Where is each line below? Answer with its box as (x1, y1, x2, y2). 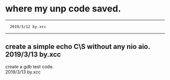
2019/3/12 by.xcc (10, 24, 47, 29)
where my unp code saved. (5, 3, 121, 14)
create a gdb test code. (5, 63, 54, 69)
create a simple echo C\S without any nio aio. (5, 42, 151, 51)
